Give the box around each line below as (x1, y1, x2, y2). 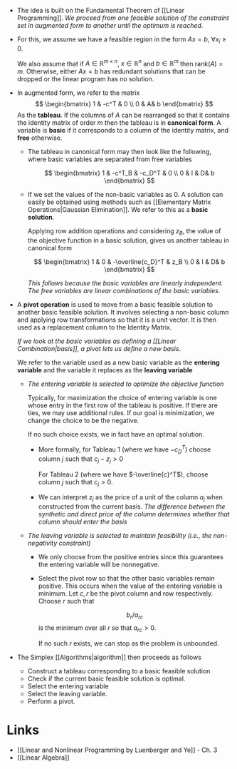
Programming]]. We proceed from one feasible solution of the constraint (16, 14, 229, 22)
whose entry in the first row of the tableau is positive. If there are (27, 401, 218, 409)
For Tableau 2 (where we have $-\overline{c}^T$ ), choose (38, 470, 209, 479)
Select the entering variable (27, 681, 109, 691)
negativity (27, 539, 58, 548)
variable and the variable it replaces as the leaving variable (16, 366, 193, 375)
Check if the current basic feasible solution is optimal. (27, 674, 186, 683)
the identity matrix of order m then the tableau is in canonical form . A (16, 118, 221, 127)
